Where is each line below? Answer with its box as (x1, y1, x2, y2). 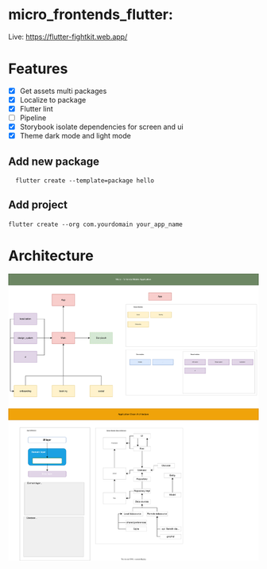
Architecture (8, 247, 94, 265)
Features (8, 60, 68, 78)
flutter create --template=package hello (15, 177, 155, 185)
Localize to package (19, 95, 87, 104)
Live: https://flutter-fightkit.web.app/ (8, 32, 128, 41)
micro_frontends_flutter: (8, 6, 173, 24)
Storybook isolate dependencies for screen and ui (19, 122, 184, 132)
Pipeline (19, 113, 47, 123)
